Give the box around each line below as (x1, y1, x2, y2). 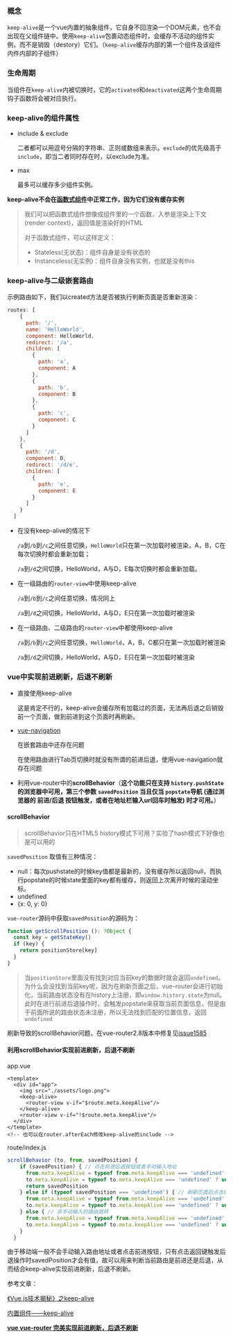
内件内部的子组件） (7, 49, 62, 58)
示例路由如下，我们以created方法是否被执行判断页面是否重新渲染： (7, 293, 200, 301)
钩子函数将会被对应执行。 (7, 94, 80, 102)
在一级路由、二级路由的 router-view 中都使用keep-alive (17, 624, 173, 632)
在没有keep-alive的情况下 (17, 526, 90, 535)
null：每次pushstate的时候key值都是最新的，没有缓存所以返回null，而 (17, 867, 216, 875)
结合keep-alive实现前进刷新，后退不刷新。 (12, 1264, 135, 1273)
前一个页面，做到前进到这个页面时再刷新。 (17, 712, 139, 721)
